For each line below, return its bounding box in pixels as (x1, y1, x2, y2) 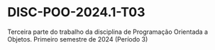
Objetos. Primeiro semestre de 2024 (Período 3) (7, 35, 148, 43)
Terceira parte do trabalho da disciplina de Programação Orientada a (7, 27, 208, 36)
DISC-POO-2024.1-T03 (7, 4, 145, 20)
